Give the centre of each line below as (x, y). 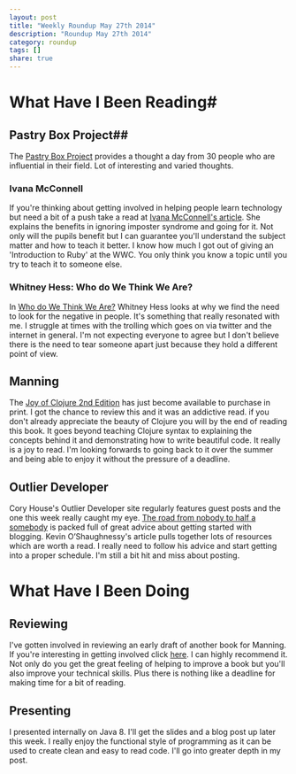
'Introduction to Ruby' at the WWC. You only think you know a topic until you (148, 255)
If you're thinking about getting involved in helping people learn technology (146, 208)
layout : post (33, 17)
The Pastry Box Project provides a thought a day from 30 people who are (142, 156)
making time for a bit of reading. (68, 683)
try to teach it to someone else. (66, 264)
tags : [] (25, 50)
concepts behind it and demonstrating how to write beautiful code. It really (145, 440)
